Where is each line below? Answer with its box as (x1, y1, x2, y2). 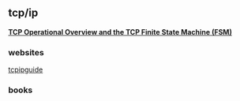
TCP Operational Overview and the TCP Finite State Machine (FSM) (8, 27, 233, 36)
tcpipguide (8, 65, 43, 74)
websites (8, 47, 45, 58)
